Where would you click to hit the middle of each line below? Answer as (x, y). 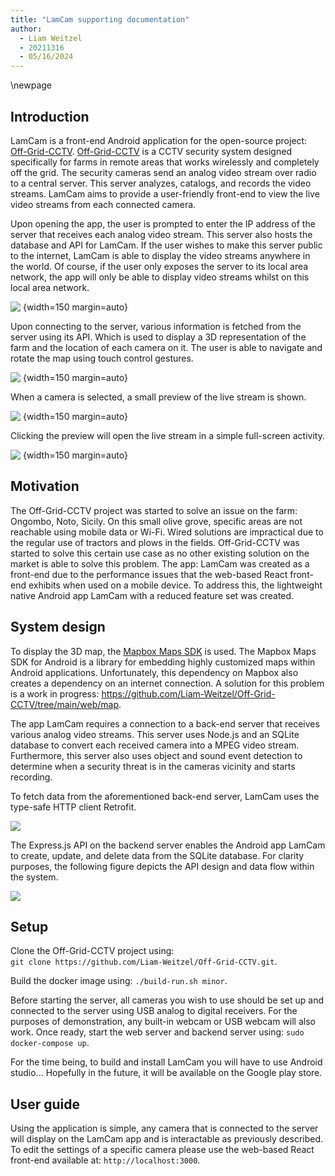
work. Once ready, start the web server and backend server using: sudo (157, 1032)
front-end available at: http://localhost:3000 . (105, 1160)
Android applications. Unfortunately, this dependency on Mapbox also (154, 672)
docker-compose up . (50, 1043)
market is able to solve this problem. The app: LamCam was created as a (160, 563)
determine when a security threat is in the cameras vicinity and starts (153, 766)
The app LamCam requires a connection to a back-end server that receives (165, 723)
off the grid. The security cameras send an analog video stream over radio (163, 172)
